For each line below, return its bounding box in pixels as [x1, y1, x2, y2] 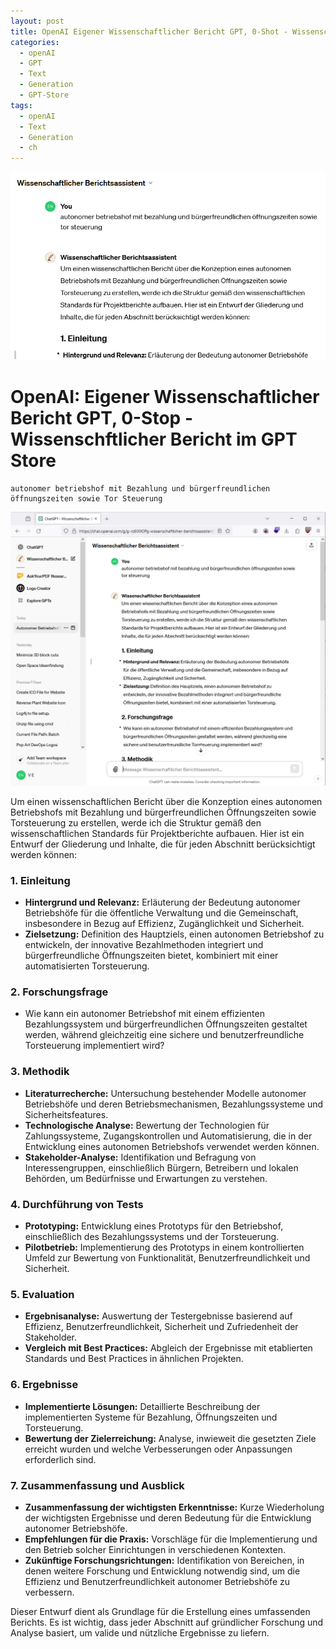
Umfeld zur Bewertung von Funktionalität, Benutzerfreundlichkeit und [24, 1252, 311, 1264]
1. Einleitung [10, 873, 71, 887]
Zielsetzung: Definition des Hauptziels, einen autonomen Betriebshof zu [24, 928, 325, 940]
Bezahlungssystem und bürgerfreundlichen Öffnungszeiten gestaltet [24, 1018, 308, 1030]
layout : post [10, 16, 65, 26]
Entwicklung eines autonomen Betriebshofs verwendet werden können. [24, 1140, 320, 1152]
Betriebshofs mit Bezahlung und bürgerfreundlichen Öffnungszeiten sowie [10, 806, 317, 818]
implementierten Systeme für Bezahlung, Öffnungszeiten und [24, 1411, 278, 1423]
